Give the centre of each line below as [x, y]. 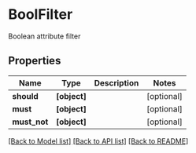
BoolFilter [41, 15]
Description [116, 82]
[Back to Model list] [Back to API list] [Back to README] [98, 141]
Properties [35, 61]
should [26, 96]
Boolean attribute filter [44, 36]
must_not [30, 122]
